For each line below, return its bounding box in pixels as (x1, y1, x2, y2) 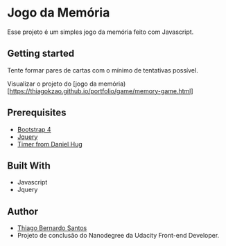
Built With (7, 160, 51, 171)
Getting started (7, 48, 75, 59)
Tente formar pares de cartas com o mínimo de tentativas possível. (7, 66, 199, 74)
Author (7, 205, 38, 217)
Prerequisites (7, 107, 67, 119)
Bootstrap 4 (17, 125, 51, 133)
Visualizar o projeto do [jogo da (7, 79, 97, 88)
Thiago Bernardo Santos (17, 224, 87, 232)
